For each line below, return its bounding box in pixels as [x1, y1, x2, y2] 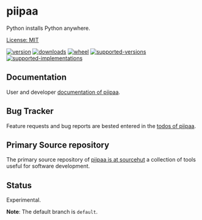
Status [6, 180, 32, 190]
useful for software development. [6, 163, 90, 170]
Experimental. [6, 196, 41, 204]
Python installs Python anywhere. [6, 24, 90, 32]
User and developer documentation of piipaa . [6, 88, 121, 96]
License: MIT [6, 36, 39, 43]
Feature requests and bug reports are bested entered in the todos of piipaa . [6, 122, 197, 129]
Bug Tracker [6, 106, 54, 116]
